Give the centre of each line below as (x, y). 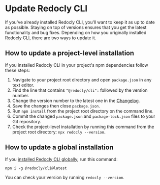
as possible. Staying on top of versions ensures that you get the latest (76, 27)
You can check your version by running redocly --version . (65, 177)
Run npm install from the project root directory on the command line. (83, 111)
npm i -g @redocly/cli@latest (36, 168)
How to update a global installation (59, 147)
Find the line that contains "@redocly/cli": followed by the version (80, 90)
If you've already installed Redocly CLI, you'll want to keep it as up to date (80, 22)
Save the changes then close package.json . (56, 106)
